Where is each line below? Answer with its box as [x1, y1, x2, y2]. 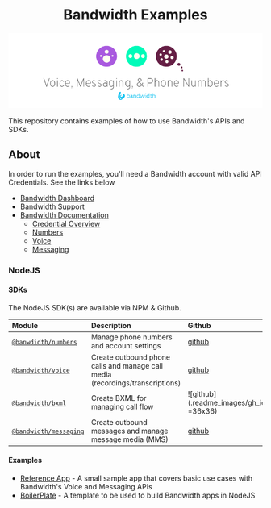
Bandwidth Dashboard [19, 194, 95, 203]
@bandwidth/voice [11, 367, 70, 375]
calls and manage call [91, 360, 164, 370]
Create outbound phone [91, 352, 171, 362]
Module [11, 321, 39, 331]
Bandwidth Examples [63, 6, 208, 24]
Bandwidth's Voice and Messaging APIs [19, 481, 153, 491]
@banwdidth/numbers [11, 338, 77, 346]
